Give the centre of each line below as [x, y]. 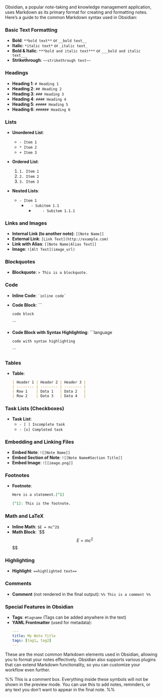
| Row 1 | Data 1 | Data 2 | [49, 391]
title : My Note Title [34, 636]
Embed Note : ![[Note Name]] [41, 453]
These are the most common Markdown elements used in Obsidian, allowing [81, 654]
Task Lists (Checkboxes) [35, 408]
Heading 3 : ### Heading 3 [38, 94]
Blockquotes [20, 262]
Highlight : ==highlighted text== [44, 571]
